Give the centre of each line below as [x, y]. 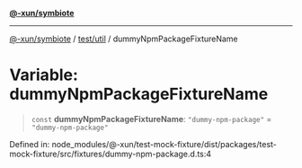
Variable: [44, 75]
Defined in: [30, 144]
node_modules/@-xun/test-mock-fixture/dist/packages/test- [164, 144]
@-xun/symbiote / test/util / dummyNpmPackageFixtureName [124, 39]
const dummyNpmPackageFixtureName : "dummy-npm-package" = [151, 119]
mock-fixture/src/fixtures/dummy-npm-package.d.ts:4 [111, 154]
